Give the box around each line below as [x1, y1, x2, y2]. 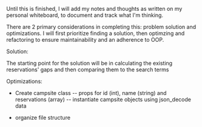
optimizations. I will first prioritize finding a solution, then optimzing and [6, 30, 185, 37]
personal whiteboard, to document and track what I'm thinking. [6, 11, 164, 19]
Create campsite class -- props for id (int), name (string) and [15, 90, 167, 96]
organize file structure [15, 114, 71, 121]
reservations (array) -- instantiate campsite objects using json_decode [15, 96, 191, 103]
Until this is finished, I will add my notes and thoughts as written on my [6, 5, 183, 12]
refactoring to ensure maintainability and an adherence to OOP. [6, 36, 164, 43]
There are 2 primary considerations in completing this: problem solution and [6, 24, 196, 30]
